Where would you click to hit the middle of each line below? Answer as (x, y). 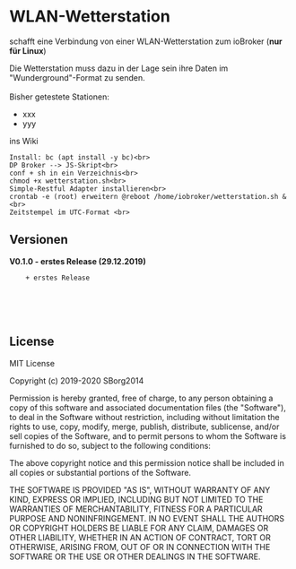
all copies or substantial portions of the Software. (100, 472)
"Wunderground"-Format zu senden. (77, 77)
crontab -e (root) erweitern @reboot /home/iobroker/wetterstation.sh (144, 196)
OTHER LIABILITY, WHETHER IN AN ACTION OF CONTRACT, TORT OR (140, 537)
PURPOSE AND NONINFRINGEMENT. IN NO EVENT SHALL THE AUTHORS (147, 518)
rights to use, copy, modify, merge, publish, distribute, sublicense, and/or (144, 427)
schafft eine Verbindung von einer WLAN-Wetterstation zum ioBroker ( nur (146, 41)
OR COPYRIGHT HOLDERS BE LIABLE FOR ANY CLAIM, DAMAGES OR (139, 528)
